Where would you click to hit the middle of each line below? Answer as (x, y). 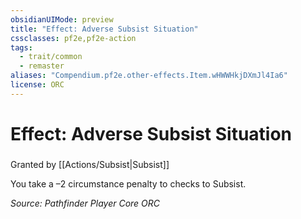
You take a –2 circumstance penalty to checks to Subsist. (128, 183)
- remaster (42, 66)
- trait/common (51, 57)
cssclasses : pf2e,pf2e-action (73, 38)
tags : (21, 47)
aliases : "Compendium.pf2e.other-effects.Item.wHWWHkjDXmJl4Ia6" (149, 76)
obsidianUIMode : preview (62, 19)
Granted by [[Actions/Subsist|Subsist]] (90, 164)
